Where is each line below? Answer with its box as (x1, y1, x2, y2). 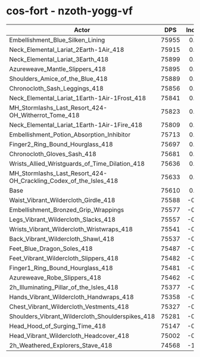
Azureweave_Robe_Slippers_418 (9, 273, 101, 281)
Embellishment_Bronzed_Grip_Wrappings (9, 206, 124, 214)
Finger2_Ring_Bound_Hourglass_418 (9, 140, 113, 148)
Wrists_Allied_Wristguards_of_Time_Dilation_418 (9, 159, 145, 167)
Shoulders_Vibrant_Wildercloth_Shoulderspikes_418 (9, 312, 155, 320)
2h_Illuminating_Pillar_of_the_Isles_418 (9, 283, 119, 291)
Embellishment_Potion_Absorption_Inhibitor (9, 130, 131, 138)
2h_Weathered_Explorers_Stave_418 (9, 341, 112, 349)
